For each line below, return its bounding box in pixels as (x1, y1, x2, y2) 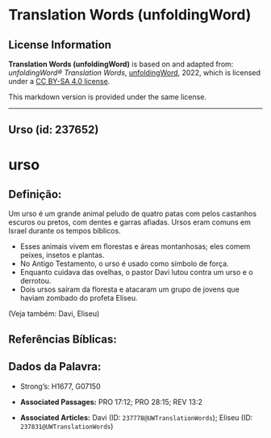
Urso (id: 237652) (8, 123, 99, 137)
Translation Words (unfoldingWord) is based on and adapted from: (8, 59, 234, 69)
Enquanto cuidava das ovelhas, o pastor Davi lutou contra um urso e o (19, 267, 253, 277)
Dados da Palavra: (8, 360, 102, 373)
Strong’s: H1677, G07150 (19, 381, 101, 391)
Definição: (8, 187, 62, 201)
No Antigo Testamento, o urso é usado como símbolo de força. (19, 259, 229, 268)
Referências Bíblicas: (8, 332, 117, 346)
